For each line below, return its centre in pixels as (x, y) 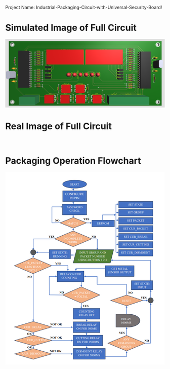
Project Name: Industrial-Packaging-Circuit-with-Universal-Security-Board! (84, 7)
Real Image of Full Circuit (59, 126)
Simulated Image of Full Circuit (71, 28)
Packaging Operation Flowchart (73, 160)
